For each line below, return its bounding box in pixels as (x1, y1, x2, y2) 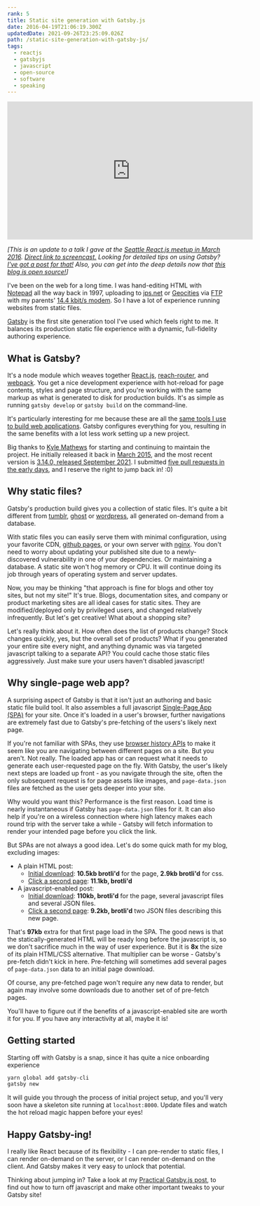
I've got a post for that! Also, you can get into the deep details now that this (7, 260, 226, 269)
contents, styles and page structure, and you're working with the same (7, 386, 212, 395)
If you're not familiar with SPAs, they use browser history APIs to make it (7, 739, 216, 747)
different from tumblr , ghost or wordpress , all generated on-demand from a (7, 511, 224, 520)
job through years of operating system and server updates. (7, 569, 177, 578)
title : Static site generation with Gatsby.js (7, 17, 146, 24)
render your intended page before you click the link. (7, 827, 158, 835)
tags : (7, 43, 23, 50)
